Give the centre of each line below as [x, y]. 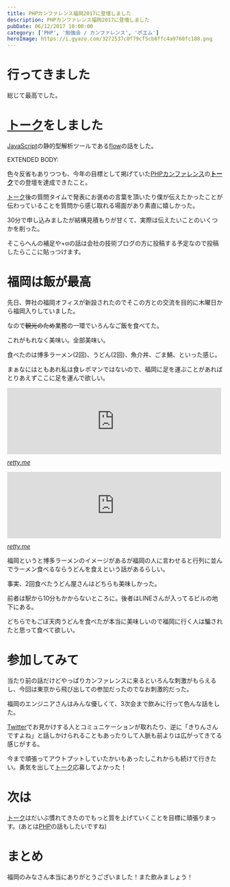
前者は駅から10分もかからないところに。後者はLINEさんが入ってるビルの [110, 598]
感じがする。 [25, 744]
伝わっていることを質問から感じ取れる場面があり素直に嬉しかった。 [103, 205]
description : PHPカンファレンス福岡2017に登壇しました [78, 20]
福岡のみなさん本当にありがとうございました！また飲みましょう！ [100, 877]
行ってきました [49, 75]
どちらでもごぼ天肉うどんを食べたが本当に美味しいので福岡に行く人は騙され [115, 621]
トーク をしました [55, 126]
